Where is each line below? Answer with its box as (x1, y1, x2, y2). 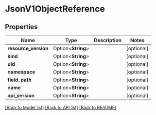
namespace (7, 69, 35, 75)
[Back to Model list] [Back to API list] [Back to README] (5, 105, 117, 110)
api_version (7, 92, 35, 99)
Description (94, 37, 121, 43)
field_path (7, 76, 32, 83)
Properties (5, 23, 38, 31)
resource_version (7, 45, 49, 52)
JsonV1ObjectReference (5, 3, 105, 14)
